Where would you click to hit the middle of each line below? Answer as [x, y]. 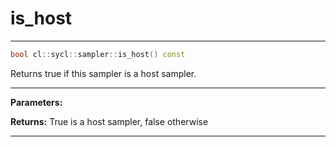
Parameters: [36, 102]
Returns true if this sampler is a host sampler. [103, 73]
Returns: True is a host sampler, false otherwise [109, 121]
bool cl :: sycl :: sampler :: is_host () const [98, 54]
